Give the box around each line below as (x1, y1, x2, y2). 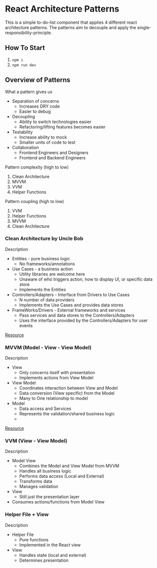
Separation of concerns (12, 98, 59, 104)
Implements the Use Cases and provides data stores (19, 302, 124, 308)
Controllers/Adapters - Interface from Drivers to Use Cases (12, 292, 130, 298)
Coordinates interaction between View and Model (19, 385, 118, 391)
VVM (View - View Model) (5, 438, 68, 444)
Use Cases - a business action (12, 266, 73, 272)
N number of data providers (19, 297, 75, 302)
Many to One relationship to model (19, 395, 88, 401)
